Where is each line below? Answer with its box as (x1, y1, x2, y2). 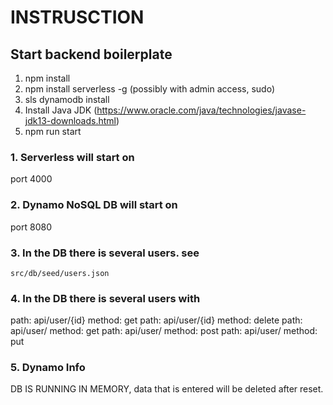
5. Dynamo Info (10, 361, 86, 375)
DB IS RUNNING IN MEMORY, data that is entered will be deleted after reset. (10, 383, 324, 395)
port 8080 (10, 221, 52, 233)
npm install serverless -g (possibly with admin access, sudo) (24, 83, 276, 95)
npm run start (24, 126, 82, 137)
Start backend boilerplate (10, 46, 173, 63)
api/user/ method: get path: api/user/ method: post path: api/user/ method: (10, 325, 318, 337)
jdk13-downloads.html (24, 115, 117, 126)
